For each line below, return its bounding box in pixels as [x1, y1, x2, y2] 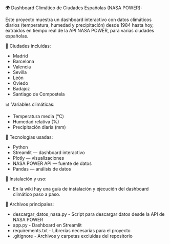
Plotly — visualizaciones [12, 155, 65, 161]
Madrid [12, 53, 28, 59]
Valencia [12, 64, 31, 70]
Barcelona [12, 59, 34, 64]
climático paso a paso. [12, 191, 60, 197]
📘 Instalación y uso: [5, 176, 47, 182]
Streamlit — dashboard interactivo [12, 149, 86, 156]
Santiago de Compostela [12, 91, 65, 97]
